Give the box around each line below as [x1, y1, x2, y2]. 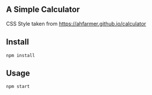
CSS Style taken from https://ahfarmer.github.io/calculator [6, 20, 146, 27]
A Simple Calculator [6, 5, 80, 15]
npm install [6, 52, 35, 58]
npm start [6, 84, 30, 90]
